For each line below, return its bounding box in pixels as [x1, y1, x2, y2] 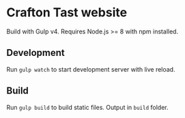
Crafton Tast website [6, 5, 128, 20]
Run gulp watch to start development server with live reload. [6, 65, 175, 73]
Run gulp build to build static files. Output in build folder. [6, 103, 169, 111]
